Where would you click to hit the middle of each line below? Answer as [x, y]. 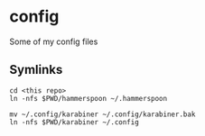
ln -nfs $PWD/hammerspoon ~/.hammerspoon [89, 98]
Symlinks [36, 70]
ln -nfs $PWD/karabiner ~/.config [75, 122]
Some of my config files [54, 41]
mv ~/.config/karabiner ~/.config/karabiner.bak [102, 114]
